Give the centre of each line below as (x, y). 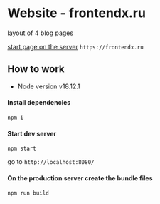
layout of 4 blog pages (40, 33)
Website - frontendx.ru (76, 13)
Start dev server (32, 133)
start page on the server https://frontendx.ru (75, 46)
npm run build (28, 193)
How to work (36, 69)
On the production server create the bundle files (80, 178)
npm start (22, 149)
